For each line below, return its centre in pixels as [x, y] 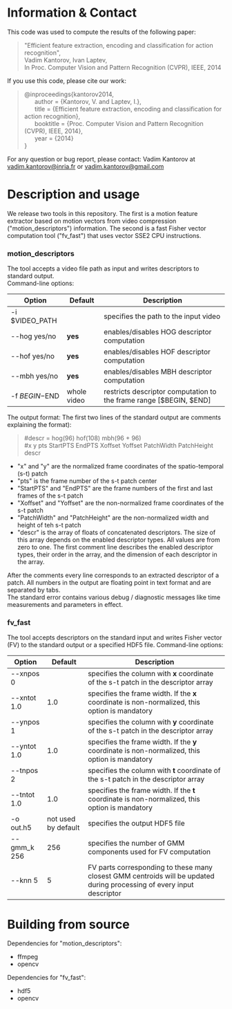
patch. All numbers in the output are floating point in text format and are [109, 583]
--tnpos [25, 771]
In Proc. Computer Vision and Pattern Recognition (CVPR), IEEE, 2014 [123, 67]
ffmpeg [28, 957]
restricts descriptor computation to [160, 392]
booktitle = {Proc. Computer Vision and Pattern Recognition [119, 123]
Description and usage [74, 194]
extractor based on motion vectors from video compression [92, 221]
